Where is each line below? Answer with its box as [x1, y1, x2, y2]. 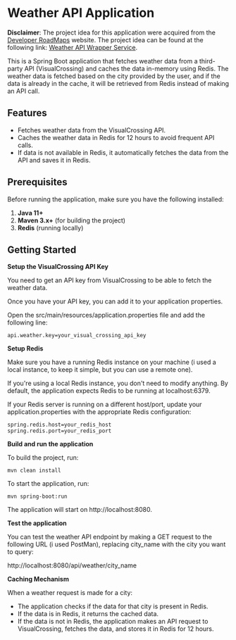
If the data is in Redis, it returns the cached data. [17, 610, 159, 618]
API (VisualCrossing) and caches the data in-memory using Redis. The [24, 64, 229, 73]
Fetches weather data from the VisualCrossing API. [17, 125, 166, 134]
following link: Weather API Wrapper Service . [7, 43, 138, 51]
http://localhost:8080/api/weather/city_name [7, 561, 137, 570]
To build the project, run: [7, 453, 79, 462]
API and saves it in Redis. [17, 156, 91, 164]
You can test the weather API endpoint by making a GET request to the [7, 533, 213, 541]
